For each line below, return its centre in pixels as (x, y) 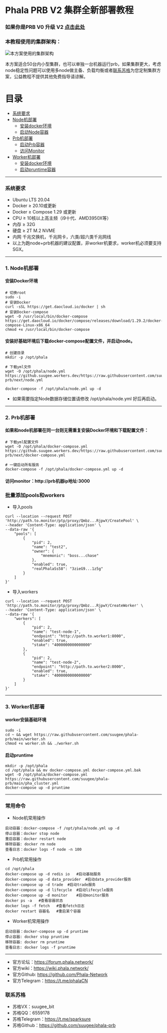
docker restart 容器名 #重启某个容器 (43, 911)
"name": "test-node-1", (56, 632)
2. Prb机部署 (20, 417)
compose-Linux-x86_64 (28, 325)
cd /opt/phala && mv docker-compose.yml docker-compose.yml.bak (73, 771)
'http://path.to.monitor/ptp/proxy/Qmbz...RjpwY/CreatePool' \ (72, 520)
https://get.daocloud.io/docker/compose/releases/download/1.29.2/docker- (84, 321)
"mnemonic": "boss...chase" (70, 555)
